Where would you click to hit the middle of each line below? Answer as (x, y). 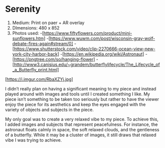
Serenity (23, 9)
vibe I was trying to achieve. (34, 140)
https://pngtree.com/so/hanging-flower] (55, 59)
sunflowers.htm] (29, 38)
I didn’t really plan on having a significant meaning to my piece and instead (81, 89)
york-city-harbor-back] (36, 54)
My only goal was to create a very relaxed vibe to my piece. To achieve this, (82, 119)
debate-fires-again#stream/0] (42, 43)
